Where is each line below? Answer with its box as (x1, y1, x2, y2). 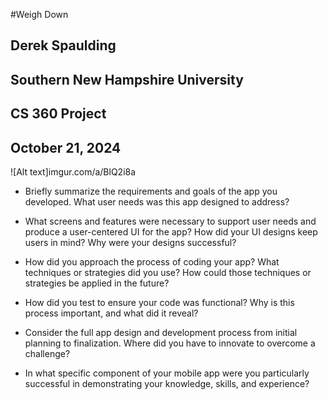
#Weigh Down (10, 9, 69, 20)
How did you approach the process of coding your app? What (24, 255, 280, 268)
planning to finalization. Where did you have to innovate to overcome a (24, 337, 316, 349)
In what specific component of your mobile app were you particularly (24, 367, 310, 379)
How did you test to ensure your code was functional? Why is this (24, 296, 295, 308)
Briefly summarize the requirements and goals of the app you (24, 185, 278, 197)
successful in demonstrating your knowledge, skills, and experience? (24, 377, 310, 389)
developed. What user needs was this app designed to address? (24, 195, 290, 208)
